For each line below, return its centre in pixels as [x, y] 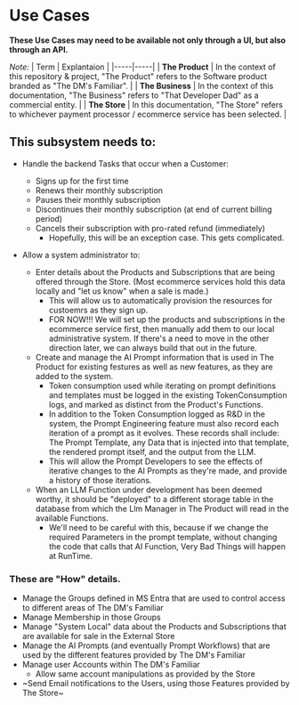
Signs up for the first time [82, 181]
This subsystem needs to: [83, 142]
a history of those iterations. [100, 480]
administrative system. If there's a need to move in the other [159, 338]
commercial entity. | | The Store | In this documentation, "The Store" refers [146, 104]
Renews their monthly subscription [99, 190]
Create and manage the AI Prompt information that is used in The [154, 357]
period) [49, 218]
